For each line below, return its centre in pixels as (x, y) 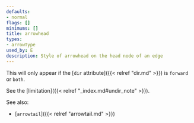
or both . (16, 79)
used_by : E (20, 51)
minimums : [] (22, 28)
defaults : (18, 12)
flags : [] (18, 23)
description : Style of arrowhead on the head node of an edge (85, 56)
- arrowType (21, 45)
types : (14, 39)
